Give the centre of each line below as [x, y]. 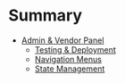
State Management [70, 69]
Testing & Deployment [75, 49]
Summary [45, 16]
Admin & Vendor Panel [62, 40]
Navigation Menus [68, 59]
